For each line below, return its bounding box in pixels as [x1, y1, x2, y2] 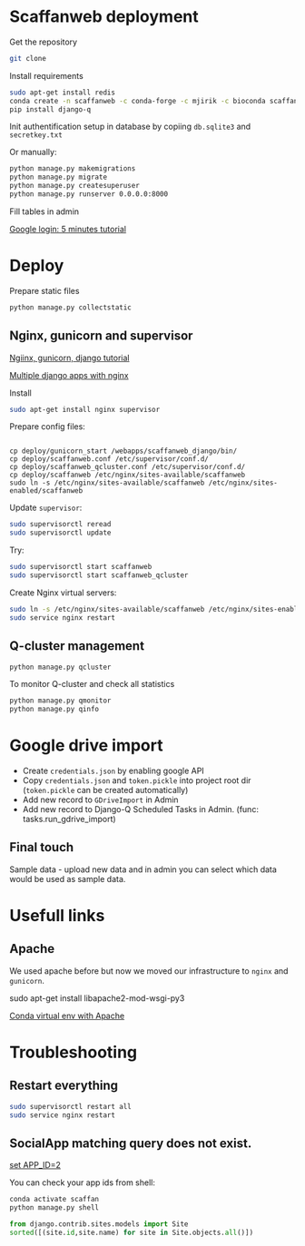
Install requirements [9, 70, 84, 81]
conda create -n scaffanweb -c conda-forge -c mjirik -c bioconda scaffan [9, 96, 299, 105]
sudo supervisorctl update [9, 528, 112, 537]
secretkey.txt [9, 131, 64, 140]
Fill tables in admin [9, 206, 80, 217]
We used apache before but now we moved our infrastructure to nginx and [9, 965, 289, 976]
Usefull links [9, 906, 105, 927]
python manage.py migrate [9, 172, 107, 182]
